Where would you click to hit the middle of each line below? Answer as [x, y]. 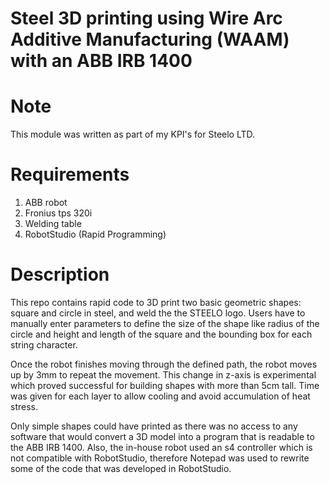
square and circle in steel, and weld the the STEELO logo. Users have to [158, 313]
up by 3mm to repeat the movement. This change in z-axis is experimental [163, 375]
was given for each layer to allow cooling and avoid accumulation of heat [160, 396]
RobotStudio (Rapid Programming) [95, 234]
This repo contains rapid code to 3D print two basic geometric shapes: [156, 302]
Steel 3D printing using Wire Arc [146, 18]
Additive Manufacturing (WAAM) [150, 39]
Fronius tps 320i [58, 213]
